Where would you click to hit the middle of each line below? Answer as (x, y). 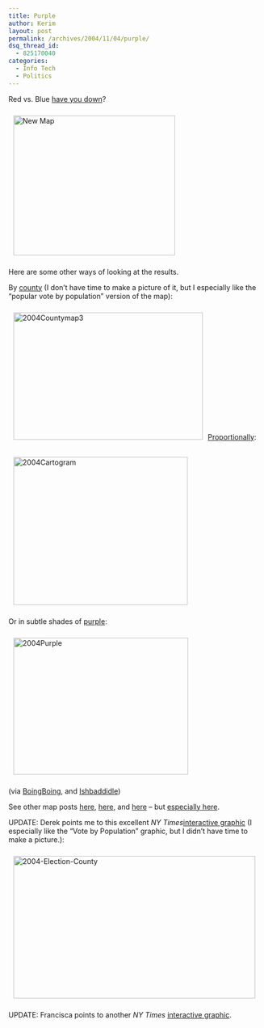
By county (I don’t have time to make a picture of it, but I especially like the (132, 287)
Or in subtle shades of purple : (58, 621)
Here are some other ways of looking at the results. (94, 272)
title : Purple (32, 16)
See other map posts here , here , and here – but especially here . (114, 807)
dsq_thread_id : (34, 46)
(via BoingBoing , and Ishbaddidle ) (65, 791)
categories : (28, 61)
